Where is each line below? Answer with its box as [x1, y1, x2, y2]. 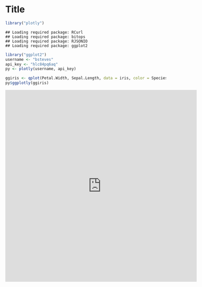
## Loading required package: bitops [5, 34, 86, 39]
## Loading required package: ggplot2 [5, 43, 88, 48]
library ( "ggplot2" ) [5, 52, 47, 57]
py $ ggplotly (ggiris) [5, 80, 49, 85]
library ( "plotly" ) [5, 20, 44, 26]
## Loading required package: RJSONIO [5, 38, 88, 44]
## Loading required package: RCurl [5, 30, 83, 35]
